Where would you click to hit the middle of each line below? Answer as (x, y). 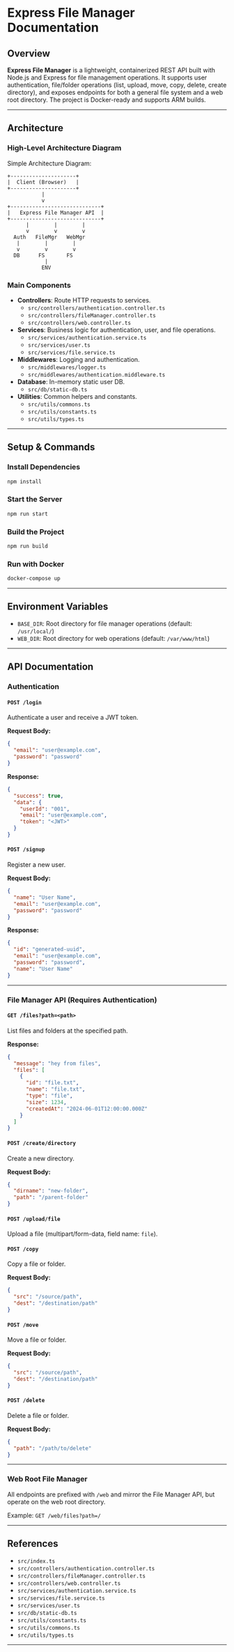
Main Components (39, 285)
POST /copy (23, 1249)
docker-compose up (34, 579)
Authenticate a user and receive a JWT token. (73, 718)
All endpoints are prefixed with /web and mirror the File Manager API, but (111, 1494)
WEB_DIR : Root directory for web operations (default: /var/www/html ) (114, 638)
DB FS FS (43, 255)
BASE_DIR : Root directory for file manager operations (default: (105, 623)
